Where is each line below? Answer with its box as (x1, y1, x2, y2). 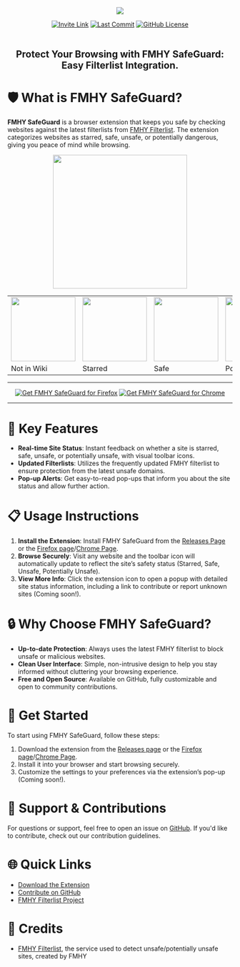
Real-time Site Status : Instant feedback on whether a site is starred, (17, 444, 219, 452)
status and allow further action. (17, 482, 110, 490)
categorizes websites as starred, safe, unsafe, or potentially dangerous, (7, 133, 219, 142)
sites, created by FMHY (17, 951, 87, 960)
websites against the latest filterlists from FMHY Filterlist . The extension (7, 126, 219, 134)
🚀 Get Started (7, 707, 89, 724)
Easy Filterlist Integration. (61, 59, 179, 71)
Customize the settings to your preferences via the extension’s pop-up (17, 768, 226, 776)
